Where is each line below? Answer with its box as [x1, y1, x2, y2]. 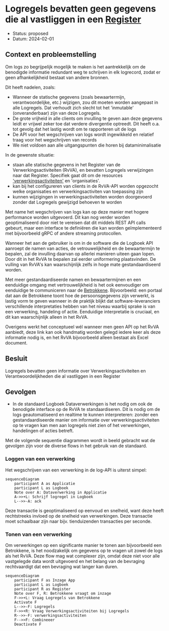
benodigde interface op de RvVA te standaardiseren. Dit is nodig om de [12, 406, 160, 412]
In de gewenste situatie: [5, 152, 55, 158]
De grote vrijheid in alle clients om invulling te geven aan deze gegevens [12, 115, 162, 121]
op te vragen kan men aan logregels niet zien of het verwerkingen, [12, 423, 151, 429]
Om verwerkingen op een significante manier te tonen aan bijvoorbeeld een [5, 542, 162, 548]
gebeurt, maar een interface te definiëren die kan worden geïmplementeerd [5, 225, 162, 231]
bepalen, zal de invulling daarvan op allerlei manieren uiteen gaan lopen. [5, 250, 155, 257]
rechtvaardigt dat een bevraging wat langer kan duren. [5, 564, 119, 570]
